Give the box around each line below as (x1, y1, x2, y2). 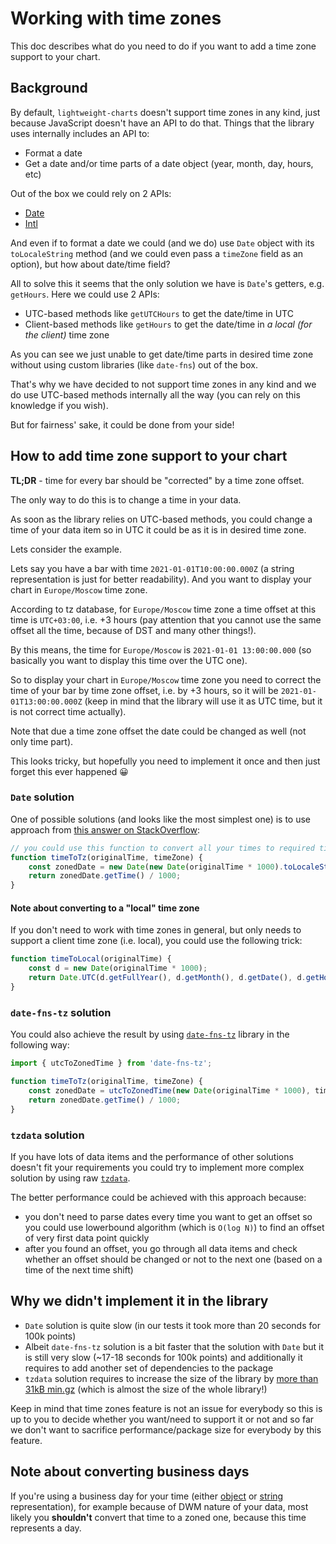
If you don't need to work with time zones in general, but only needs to (10, 924, 302, 936)
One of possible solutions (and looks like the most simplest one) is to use (10, 813, 312, 825)
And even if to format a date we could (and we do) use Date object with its (10, 237, 315, 249)
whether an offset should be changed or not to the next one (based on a (24, 1253, 323, 1265)
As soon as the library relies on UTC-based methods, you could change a (10, 513, 313, 525)
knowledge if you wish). (10, 399, 109, 411)
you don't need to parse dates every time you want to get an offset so (24, 1210, 313, 1222)
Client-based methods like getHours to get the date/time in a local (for (24, 318, 313, 330)
